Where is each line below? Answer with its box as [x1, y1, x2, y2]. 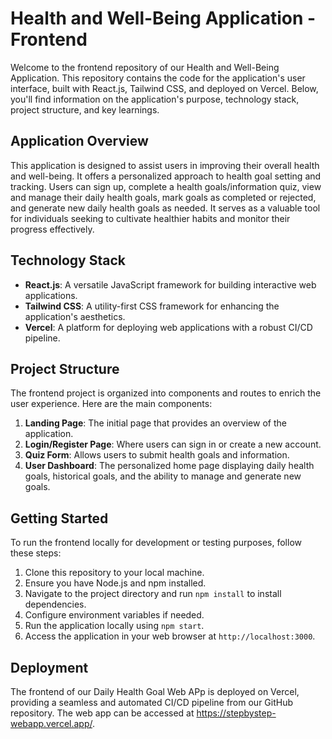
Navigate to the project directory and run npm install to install [24, 588, 282, 600]
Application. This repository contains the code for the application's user [10, 72, 306, 84]
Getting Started [10, 510, 109, 527]
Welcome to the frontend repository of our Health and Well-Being [10, 61, 280, 73]
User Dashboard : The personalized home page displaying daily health [24, 460, 315, 472]
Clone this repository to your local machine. [24, 567, 205, 579]
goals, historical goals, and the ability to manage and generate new [24, 470, 302, 482]
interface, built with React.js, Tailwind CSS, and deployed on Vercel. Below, [10, 82, 319, 94]
